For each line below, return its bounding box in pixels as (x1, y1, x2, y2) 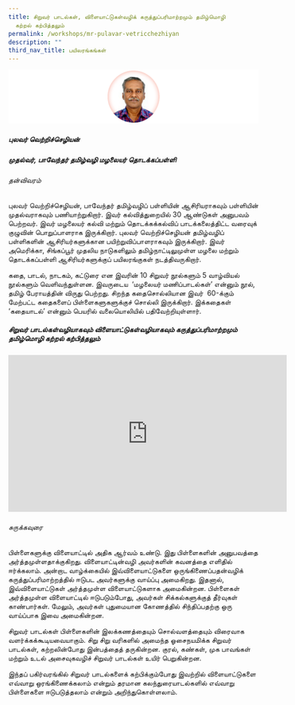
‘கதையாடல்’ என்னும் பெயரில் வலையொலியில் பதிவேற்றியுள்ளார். (8, 306, 202, 315)
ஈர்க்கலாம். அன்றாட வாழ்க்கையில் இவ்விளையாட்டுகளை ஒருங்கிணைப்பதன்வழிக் (8, 566, 244, 575)
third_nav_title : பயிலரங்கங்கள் (8, 46, 107, 55)
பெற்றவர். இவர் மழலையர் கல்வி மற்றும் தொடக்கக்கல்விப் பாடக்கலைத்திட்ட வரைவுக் (8, 218, 257, 228)
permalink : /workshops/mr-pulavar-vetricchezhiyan (8, 29, 180, 37)
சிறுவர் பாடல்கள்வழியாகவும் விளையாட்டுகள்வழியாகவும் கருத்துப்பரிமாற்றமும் (8, 325, 238, 335)
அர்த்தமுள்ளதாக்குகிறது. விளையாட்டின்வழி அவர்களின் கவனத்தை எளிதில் (8, 557, 233, 566)
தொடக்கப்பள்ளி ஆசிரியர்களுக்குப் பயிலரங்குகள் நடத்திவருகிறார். (8, 254, 202, 264)
